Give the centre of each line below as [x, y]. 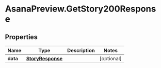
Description [81, 50]
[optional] [111, 59]
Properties [21, 37]
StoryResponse [44, 59]
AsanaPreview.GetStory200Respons [80, 9]
